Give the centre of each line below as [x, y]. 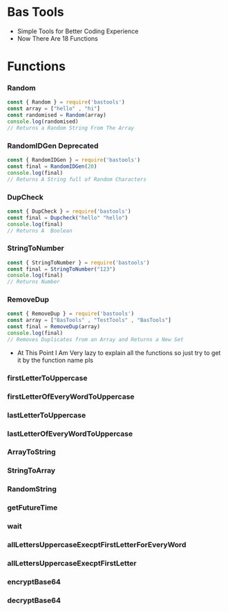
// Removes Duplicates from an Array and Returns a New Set [96, 339]
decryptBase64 [34, 600]
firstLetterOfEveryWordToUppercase [71, 396]
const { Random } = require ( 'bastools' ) [66, 102]
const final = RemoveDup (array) [54, 327]
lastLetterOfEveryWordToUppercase [70, 434]
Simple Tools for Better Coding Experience [78, 31]
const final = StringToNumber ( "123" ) [61, 269]
